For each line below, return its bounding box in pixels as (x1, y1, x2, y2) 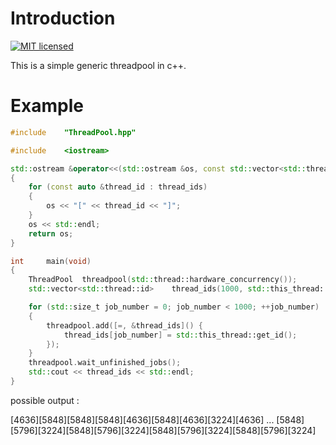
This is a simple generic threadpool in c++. (10, 59, 187, 71)
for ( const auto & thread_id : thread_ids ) (28, 182, 208, 192)
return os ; (28, 228, 74, 239)
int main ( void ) (10, 256, 92, 266)
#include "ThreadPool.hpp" (10, 127, 137, 137)
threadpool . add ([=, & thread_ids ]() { (46, 320, 203, 331)
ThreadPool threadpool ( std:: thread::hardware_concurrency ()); (28, 275, 298, 285)
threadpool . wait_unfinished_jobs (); (28, 358, 182, 368)
